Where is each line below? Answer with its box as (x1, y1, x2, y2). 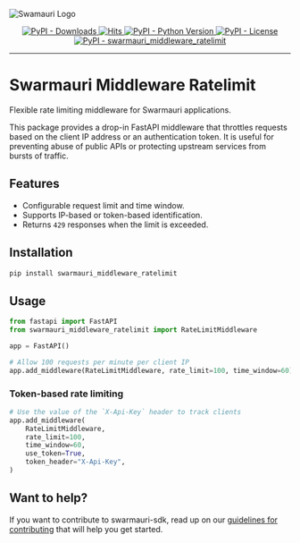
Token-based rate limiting (9, 387, 124, 400)
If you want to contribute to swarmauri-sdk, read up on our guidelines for (9, 514, 279, 525)
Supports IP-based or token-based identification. (21, 209, 203, 220)
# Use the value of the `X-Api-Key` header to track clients (9, 407, 242, 416)
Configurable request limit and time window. (21, 199, 185, 210)
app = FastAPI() (9, 342, 70, 351)
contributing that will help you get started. (9, 523, 163, 534)
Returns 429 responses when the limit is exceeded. (21, 219, 209, 230)
